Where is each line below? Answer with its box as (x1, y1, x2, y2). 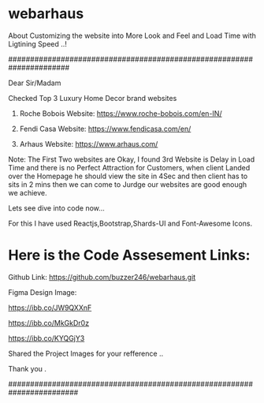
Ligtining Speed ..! (8, 39, 67, 48)
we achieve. (8, 188, 47, 197)
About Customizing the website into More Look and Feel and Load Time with (8, 31, 256, 40)
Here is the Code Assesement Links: (8, 246, 251, 264)
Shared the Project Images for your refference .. (8, 349, 164, 358)
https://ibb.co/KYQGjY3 (8, 333, 85, 343)
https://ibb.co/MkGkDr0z (8, 318, 89, 327)
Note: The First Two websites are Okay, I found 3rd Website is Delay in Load (8, 155, 255, 164)
